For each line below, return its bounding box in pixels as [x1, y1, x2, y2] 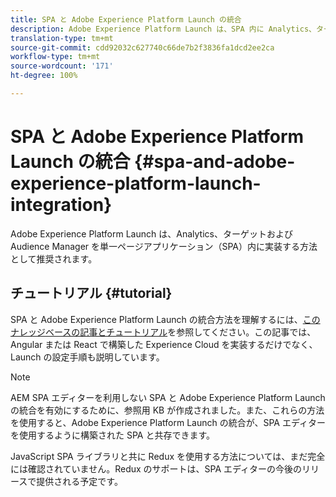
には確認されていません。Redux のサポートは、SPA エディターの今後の [10, 462, 303, 475]
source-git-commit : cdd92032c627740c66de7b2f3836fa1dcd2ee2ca [10, 42, 275, 53]
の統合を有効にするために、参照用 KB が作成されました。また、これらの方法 [10, 404, 325, 416]
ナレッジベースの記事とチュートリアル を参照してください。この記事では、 [10, 326, 317, 338]
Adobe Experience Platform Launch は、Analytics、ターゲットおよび [10, 227, 293, 240]
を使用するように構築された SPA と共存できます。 [10, 429, 216, 441]
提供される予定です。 [36, 475, 123, 487]
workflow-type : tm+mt [10, 52, 101, 62]
